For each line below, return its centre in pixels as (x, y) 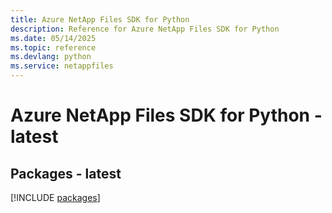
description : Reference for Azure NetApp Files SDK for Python (145, 29)
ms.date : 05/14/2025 (53, 38)
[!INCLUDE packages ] (55, 197)
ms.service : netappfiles (62, 66)
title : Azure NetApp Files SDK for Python (100, 19)
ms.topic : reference (53, 47)
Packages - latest (66, 173)
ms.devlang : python (51, 57)
